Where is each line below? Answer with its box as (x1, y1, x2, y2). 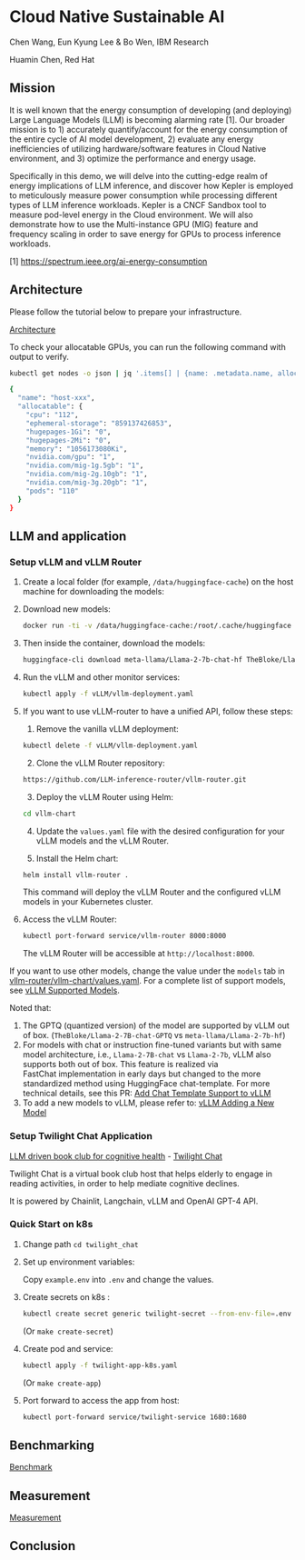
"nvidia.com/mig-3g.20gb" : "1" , (25, 478, 148, 487)
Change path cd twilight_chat (22, 1238, 139, 1249)
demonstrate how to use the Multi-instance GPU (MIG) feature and (9, 218, 259, 229)
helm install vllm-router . (22, 870, 129, 879)
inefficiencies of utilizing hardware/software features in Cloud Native (9, 143, 267, 154)
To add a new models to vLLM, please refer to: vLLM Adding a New (22, 1097, 275, 1108)
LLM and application (9, 528, 127, 544)
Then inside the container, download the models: (22, 638, 206, 649)
